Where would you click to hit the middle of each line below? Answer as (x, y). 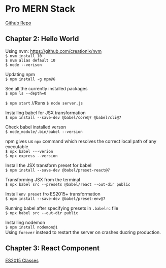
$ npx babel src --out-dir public (42, 213)
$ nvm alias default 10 (30, 60)
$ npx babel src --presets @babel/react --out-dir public (68, 184)
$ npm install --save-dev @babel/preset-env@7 (55, 198)
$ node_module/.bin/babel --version (44, 132)
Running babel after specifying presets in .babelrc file (62, 208)
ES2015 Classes (22, 260)
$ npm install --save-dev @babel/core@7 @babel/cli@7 (63, 117)
